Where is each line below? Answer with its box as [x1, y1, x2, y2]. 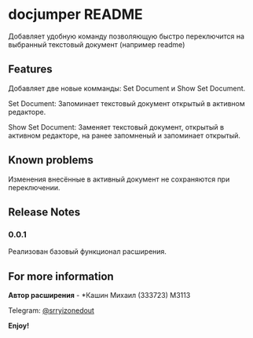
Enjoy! [8, 321, 30, 331]
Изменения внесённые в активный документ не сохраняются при [8, 175, 230, 184]
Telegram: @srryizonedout [8, 306, 94, 315]
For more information [8, 270, 114, 283]
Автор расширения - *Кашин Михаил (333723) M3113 [8, 291, 191, 300]
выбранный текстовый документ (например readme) [8, 39, 185, 49]
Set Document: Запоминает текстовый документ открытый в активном [8, 98, 245, 108]
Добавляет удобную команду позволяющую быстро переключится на [8, 31, 245, 41]
